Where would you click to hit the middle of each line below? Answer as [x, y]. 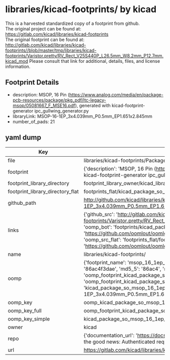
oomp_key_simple [29, 319]
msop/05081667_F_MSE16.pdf [44, 105]
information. [18, 66]
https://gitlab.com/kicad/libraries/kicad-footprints [57, 34]
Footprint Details [32, 82]
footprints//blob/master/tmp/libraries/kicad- [51, 50]
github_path [22, 203]
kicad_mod [17, 61]
